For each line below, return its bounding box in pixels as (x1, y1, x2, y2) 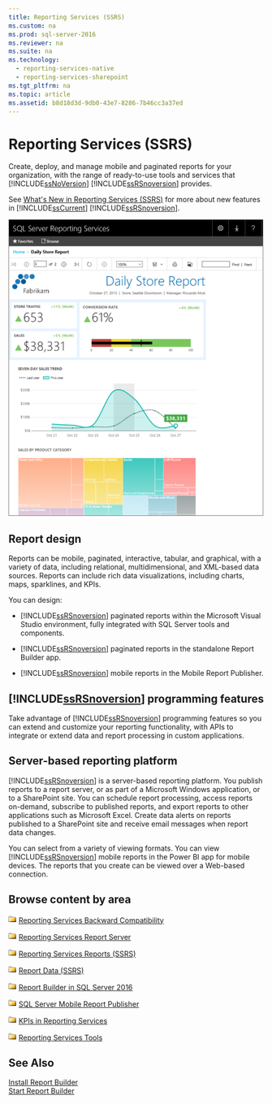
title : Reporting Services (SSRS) (8, 13, 126, 21)
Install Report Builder (8, 1077, 79, 1088)
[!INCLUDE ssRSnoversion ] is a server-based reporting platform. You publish (8, 776, 263, 786)
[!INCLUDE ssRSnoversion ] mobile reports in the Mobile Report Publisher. (19, 669, 264, 678)
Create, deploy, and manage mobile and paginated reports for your (8, 162, 232, 171)
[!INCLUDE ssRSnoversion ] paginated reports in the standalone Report (19, 644, 254, 654)
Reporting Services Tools (18, 1033, 103, 1042)
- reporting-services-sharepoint (15, 73, 129, 81)
